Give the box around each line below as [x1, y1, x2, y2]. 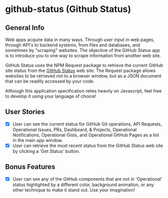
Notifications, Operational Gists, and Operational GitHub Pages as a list [12, 131, 159, 138]
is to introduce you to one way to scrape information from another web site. [5, 52, 161, 58]
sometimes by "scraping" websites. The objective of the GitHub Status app [5, 47, 160, 53]
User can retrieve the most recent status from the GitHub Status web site [12, 142, 163, 148]
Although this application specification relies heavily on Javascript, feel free [5, 88, 162, 93]
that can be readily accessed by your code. [5, 78, 95, 84]
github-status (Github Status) [5, 3, 131, 15]
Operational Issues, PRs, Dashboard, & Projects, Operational [12, 126, 137, 132]
